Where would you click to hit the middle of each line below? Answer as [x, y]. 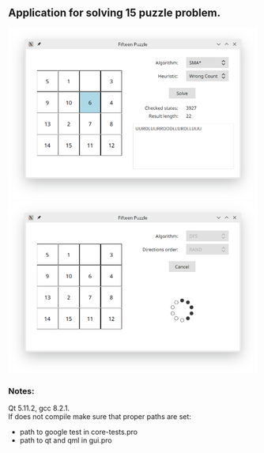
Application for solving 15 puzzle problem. [115, 13]
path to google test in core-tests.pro [79, 432]
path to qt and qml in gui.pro [66, 440]
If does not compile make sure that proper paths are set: [100, 417]
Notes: [21, 391]
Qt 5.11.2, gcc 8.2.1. [39, 408]
